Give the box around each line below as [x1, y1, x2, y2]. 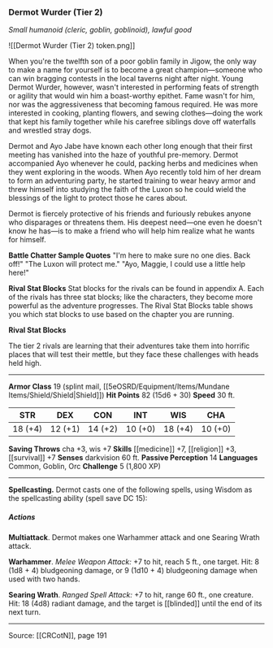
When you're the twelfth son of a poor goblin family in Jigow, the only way [8, 56, 258, 67]
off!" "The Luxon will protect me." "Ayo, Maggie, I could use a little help [8, 259, 246, 269]
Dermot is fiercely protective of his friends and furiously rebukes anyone [8, 209, 252, 219]
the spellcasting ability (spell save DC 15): [8, 494, 148, 503]
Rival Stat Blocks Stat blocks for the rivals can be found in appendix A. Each [8, 284, 264, 294]
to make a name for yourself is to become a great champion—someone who [8, 65, 262, 75]
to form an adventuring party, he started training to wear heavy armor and [8, 176, 256, 185]
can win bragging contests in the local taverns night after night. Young [8, 74, 244, 84]
